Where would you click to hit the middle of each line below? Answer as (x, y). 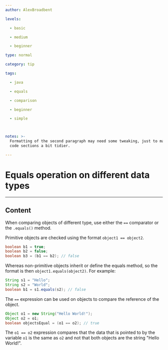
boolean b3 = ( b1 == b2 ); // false (42, 256)
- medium (19, 37)
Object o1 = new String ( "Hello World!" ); (49, 314)
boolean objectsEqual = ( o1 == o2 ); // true (52, 323)
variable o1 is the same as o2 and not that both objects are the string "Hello (82, 338)
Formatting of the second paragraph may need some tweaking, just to (83, 141)
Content (18, 211)
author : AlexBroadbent (29, 10)
